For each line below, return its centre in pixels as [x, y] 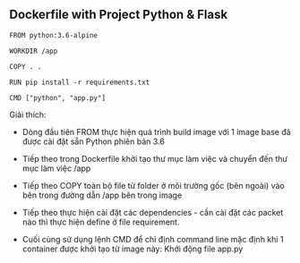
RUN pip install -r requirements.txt [80, 82]
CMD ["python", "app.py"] [57, 98]
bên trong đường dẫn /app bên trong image [102, 195]
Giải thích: [28, 115]
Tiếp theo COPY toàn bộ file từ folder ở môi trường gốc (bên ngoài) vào [153, 185]
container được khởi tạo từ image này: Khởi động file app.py [133, 249]
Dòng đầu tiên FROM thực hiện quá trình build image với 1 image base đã [156, 131]
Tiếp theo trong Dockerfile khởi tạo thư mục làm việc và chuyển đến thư [155, 158]
